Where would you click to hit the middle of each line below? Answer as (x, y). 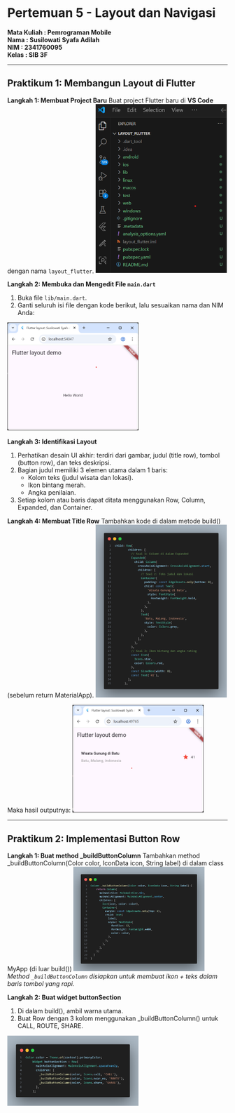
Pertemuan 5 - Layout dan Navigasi (112, 13)
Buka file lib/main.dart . (52, 298)
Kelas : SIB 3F (27, 55)
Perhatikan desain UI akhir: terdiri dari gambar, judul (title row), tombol (119, 455)
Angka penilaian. (52, 492)
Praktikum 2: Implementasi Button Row (94, 839)
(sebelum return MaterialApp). (51, 695)
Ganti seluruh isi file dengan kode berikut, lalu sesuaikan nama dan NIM (120, 305)
